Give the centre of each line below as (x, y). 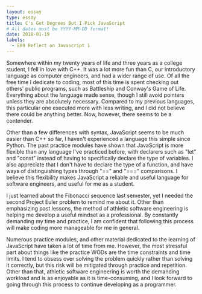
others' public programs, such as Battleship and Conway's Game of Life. (96, 88)
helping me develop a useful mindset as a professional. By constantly (93, 215)
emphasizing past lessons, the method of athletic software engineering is (97, 208)
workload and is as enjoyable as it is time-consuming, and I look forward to (99, 278)
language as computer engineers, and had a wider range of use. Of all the (98, 76)
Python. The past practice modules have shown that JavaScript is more (95, 145)
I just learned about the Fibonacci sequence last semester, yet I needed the (100, 195)
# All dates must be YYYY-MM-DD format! (58, 29)
